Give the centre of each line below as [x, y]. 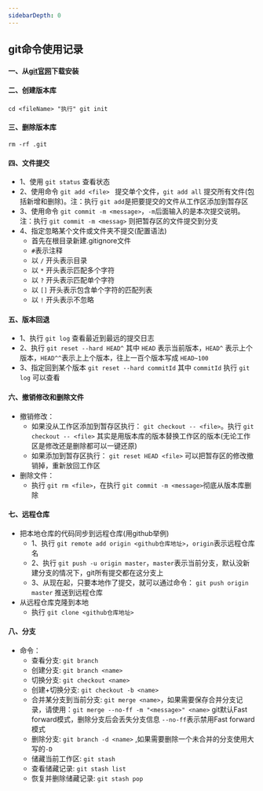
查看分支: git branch [65, 660]
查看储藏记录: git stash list [79, 769]
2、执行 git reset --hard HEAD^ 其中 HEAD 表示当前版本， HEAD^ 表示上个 [136, 348]
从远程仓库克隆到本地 [54, 602]
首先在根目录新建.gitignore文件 [81, 241]
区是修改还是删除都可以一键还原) [84, 445]
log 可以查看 [40, 378]
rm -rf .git [27, 145]
